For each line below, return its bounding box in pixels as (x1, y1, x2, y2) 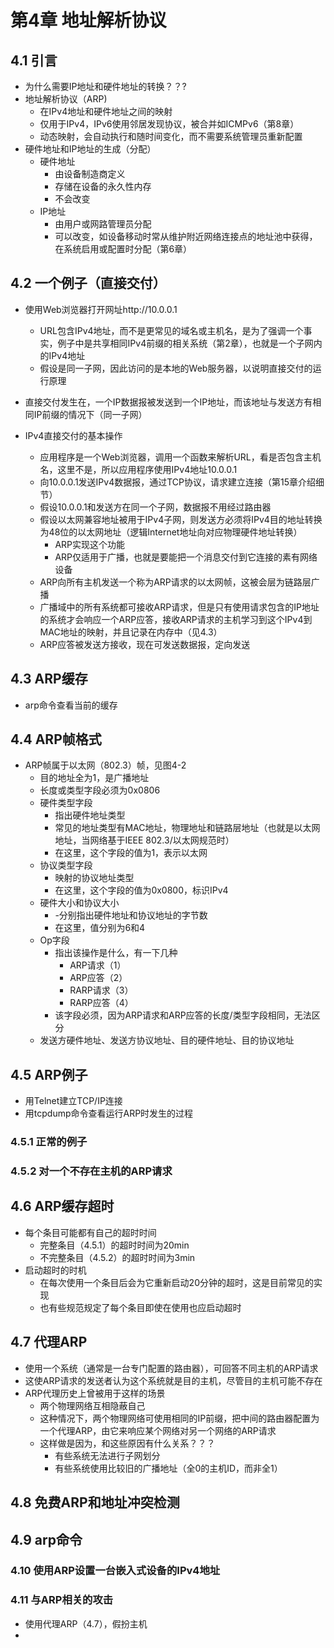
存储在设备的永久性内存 (54, 181, 152, 192)
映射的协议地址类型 (54, 872, 135, 884)
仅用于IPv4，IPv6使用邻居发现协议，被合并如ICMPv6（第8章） (39, 118, 300, 130)
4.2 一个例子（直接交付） (10, 275, 167, 292)
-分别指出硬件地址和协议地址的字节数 (54, 909, 208, 921)
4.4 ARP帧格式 (10, 731, 102, 748)
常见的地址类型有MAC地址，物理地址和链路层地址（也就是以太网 (54, 822, 321, 834)
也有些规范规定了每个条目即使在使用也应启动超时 (39, 1301, 242, 1313)
